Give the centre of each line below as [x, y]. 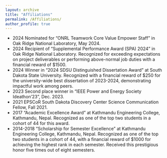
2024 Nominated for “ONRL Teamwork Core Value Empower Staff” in [84, 38]
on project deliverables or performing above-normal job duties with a [84, 59]
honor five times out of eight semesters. [54, 150]
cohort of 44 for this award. [41, 123]
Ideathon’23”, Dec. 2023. [38, 97]
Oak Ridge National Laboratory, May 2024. [56, 44]
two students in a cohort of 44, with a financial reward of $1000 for [82, 139]
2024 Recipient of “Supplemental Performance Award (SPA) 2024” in [84, 49]
